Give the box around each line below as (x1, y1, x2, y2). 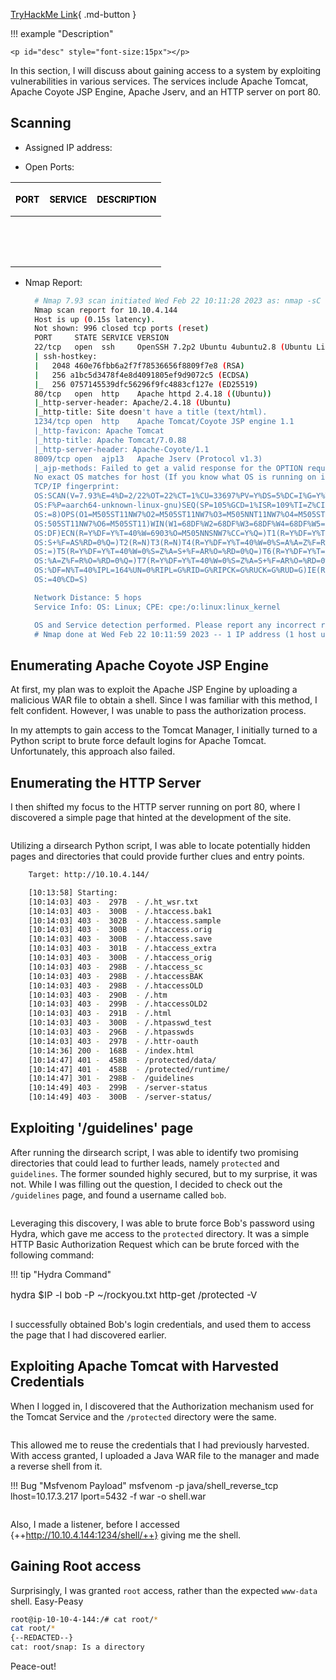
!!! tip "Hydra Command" (10, 1268, 112, 1280)
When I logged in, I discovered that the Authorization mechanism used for (10, 1400, 314, 1412)
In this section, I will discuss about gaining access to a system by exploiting (10, 65, 322, 76)
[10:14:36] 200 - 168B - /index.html (28, 1045, 195, 1056)
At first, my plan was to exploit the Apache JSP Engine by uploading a (10, 684, 298, 696)
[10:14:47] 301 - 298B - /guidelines (28, 1074, 195, 1084)
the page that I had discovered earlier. (10, 1329, 167, 1341)
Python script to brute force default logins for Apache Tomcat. (10, 735, 267, 747)
